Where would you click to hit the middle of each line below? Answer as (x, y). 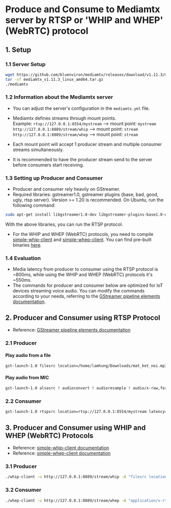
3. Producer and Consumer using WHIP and (76, 427)
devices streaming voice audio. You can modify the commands (79, 291)
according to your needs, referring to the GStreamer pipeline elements (86, 296)
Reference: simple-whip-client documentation (61, 448)
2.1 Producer (21, 343)
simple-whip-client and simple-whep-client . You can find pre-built (82, 240)
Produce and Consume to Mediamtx (83, 9)
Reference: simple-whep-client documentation (62, 453)
